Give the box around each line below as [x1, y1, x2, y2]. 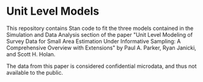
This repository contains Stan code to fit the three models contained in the [6, 24, 194, 32]
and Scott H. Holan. [6, 50, 56, 58]
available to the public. [6, 69, 63, 76]
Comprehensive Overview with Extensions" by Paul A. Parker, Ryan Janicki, [6, 44, 197, 51]
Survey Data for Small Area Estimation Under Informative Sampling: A [6, 37, 181, 45]
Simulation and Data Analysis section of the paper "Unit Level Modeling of [6, 31, 193, 38]
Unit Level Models [6, 4, 100, 18]
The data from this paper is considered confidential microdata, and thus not [6, 62, 197, 70]
